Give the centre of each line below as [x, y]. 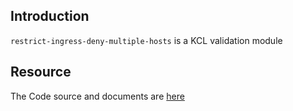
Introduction [50, 16]
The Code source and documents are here [97, 96]
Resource [41, 72]
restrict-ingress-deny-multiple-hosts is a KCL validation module [146, 40]
